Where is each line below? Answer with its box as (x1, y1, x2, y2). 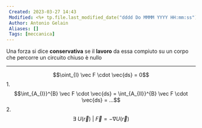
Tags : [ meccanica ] (8, 31, 55, 37)
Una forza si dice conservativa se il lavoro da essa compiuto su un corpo (6, 47, 189, 55)
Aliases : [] (8, 25, 39, 32)
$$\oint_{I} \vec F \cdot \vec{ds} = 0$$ (52, 72, 150, 79)
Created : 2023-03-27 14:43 (8, 8, 77, 15)
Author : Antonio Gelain (8, 20, 69, 26)
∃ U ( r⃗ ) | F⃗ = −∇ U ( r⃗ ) (72, 115, 130, 123)
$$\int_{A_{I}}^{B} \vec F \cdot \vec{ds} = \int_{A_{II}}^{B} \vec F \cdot (14, 90, 188, 97)
